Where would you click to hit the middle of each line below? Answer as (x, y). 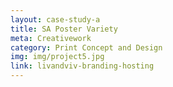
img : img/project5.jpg (57, 57)
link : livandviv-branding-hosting (82, 66)
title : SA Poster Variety (64, 29)
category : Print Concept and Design (86, 47)
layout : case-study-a (55, 19)
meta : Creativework (51, 38)
